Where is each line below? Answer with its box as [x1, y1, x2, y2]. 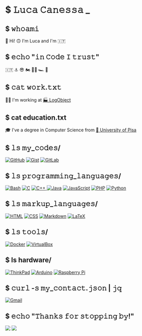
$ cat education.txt [5, 113, 66, 122]
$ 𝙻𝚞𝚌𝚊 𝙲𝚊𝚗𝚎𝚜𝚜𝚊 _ [5, 4, 90, 16]
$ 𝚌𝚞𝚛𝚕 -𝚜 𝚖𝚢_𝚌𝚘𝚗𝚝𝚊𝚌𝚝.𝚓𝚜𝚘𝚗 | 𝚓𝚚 [5, 283, 122, 292]
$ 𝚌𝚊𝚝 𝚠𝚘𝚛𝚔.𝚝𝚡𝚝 [5, 83, 62, 92]
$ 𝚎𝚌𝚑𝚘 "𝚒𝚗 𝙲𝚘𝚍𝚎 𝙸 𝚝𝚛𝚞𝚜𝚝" [5, 53, 100, 62]
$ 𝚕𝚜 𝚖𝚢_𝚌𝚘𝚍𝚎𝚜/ [5, 143, 61, 152]
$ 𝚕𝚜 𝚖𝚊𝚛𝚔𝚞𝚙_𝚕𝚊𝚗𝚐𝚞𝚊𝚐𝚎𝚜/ [5, 200, 98, 208]
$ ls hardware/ [5, 256, 52, 264]
